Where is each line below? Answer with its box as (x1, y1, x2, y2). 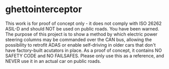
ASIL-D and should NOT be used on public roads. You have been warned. (5, 25, 159, 31)
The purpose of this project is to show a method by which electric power (5, 31, 158, 37)
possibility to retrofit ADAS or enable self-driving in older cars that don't (5, 42, 156, 48)
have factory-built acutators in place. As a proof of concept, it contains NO (5, 47, 162, 53)
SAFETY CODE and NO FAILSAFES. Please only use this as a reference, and (5, 52, 164, 59)
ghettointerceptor (5, 4, 82, 15)
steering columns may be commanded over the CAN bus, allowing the (5, 37, 152, 43)
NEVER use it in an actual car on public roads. (5, 58, 101, 64)
